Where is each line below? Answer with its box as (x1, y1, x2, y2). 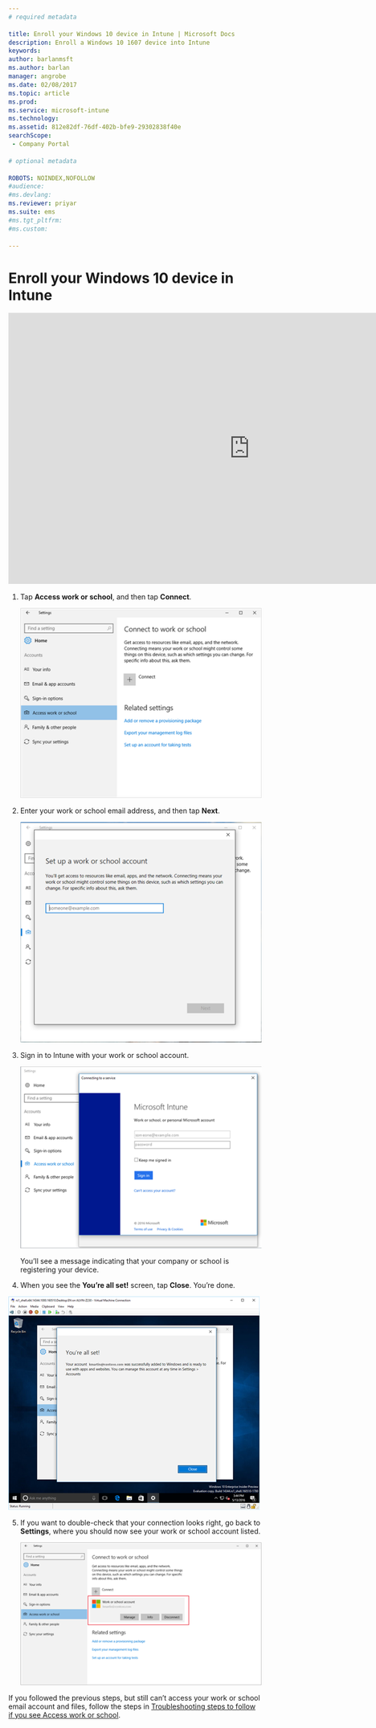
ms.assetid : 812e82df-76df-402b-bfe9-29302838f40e (8, 123, 182, 132)
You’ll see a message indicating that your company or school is (19, 1256, 230, 1265)
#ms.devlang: (8, 191, 52, 199)
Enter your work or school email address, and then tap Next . (19, 806, 220, 815)
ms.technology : (8, 115, 59, 123)
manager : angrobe (8, 72, 67, 80)
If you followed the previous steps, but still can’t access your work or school (8, 1693, 260, 1702)
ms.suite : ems (8, 208, 56, 216)
